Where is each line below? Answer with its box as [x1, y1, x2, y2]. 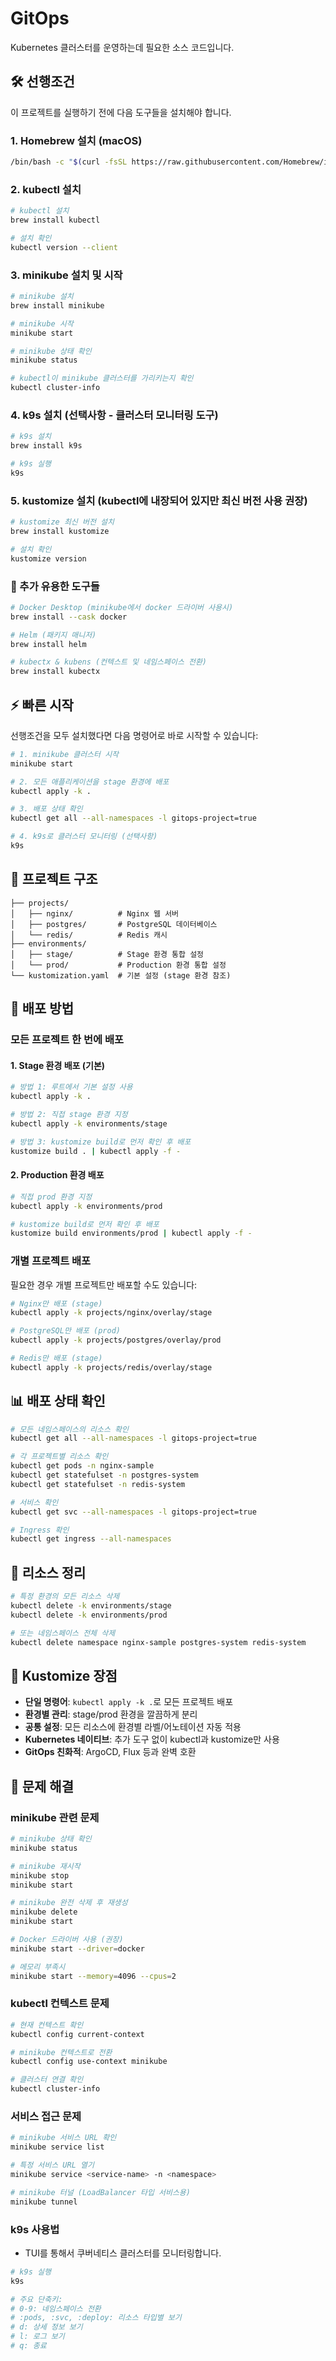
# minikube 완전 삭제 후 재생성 [10, 1898, 128, 1908]
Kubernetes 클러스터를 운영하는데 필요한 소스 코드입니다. [10, 41, 235, 53]
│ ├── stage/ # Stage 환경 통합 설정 [10, 949, 205, 959]
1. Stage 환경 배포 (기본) [10, 1059, 106, 1071]
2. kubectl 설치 [10, 182, 82, 196]
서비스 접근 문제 [10, 2110, 82, 2124]
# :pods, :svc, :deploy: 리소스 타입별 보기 [10, 2313, 182, 2323]
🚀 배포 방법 [10, 1000, 75, 1017]
